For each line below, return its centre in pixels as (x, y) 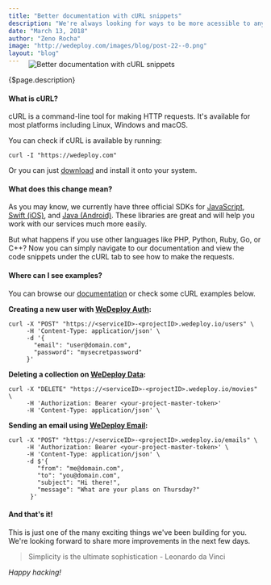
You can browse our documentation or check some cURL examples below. (132, 293)
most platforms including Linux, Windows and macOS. (98, 125)
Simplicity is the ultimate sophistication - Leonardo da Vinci (127, 556)
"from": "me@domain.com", (81, 468)
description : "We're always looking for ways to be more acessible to (129, 23)
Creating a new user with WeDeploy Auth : (80, 309)
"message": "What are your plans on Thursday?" (119, 490)
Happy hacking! (35, 572)
